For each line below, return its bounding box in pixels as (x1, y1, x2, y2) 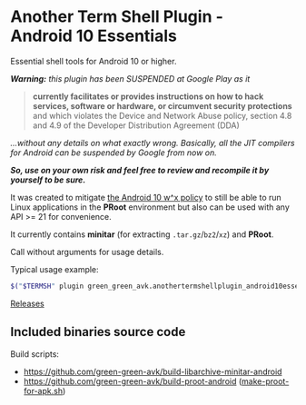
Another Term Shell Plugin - (10, 6, 223, 27)
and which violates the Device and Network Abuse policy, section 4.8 (32, 110, 292, 121)
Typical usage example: (10, 263, 99, 274)
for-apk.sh (23, 385, 63, 396)
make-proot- (241, 375, 290, 387)
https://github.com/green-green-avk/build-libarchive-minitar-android (23, 366, 282, 377)
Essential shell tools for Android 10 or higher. (10, 55, 177, 66)
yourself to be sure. (10, 174, 86, 185)
